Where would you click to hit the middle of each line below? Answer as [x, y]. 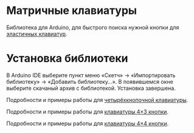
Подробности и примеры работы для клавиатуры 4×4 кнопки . [88, 123]
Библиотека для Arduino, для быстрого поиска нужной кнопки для [93, 27]
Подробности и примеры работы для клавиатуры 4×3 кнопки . [88, 111]
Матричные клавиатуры [72, 11]
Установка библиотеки [68, 59]
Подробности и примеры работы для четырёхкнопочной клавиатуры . [97, 100]
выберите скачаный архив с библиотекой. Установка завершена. [91, 88]
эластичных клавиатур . [37, 33]
